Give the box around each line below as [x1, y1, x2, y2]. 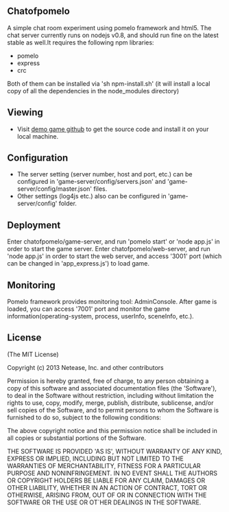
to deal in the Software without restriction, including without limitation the [7, 391, 214, 399]
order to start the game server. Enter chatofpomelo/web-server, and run [7, 245, 210, 253]
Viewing [7, 106, 43, 119]
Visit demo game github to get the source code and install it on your [16, 125, 209, 133]
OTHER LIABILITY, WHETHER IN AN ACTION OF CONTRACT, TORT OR [7, 483, 207, 491]
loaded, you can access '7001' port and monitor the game [7, 305, 170, 313]
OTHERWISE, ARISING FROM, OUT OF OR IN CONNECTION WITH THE [7, 491, 207, 499]
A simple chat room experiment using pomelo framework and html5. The [7, 23, 212, 32]
